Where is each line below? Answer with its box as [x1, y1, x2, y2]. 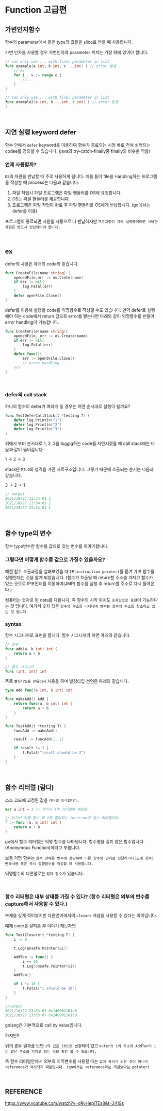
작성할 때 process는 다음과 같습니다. [10, 179, 80, 185]
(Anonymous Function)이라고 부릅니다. [5, 845, 81, 850]
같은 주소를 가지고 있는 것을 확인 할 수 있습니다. [10, 1049, 97, 1054]
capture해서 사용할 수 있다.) [5, 900, 68, 907]
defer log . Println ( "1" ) [14, 418, 62, 423]
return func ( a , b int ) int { [14, 701, 73, 706]
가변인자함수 [5, 25, 40, 34]
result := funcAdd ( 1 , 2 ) [14, 737, 64, 742]
